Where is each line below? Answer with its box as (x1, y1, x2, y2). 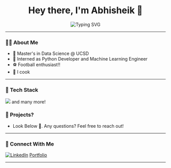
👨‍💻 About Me (5, 39, 38, 46)
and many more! (11, 99, 46, 105)
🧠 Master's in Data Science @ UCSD (12, 50, 89, 57)
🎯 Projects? (5, 111, 34, 119)
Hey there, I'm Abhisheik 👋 (28, 5, 143, 16)
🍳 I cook (12, 69, 31, 75)
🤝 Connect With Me (5, 140, 54, 147)
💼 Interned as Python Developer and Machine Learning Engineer (12, 56, 148, 62)
